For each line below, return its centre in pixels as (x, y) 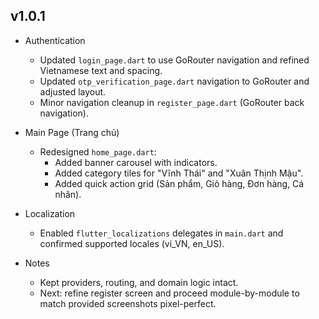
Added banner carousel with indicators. (136, 162)
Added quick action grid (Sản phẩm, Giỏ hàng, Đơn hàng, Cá (179, 183)
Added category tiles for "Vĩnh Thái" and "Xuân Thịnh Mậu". (179, 173)
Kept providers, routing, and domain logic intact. (139, 282)
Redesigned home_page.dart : (98, 151)
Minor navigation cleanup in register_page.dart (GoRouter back (172, 102)
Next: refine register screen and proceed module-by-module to (169, 293)
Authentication (55, 40)
